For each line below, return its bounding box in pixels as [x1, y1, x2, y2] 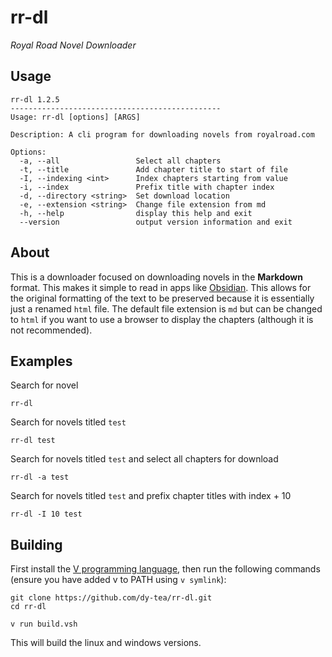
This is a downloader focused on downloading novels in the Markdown [10, 271, 303, 283]
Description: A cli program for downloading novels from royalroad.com [10, 129, 315, 140]
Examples [10, 352, 73, 370]
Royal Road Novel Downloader [10, 39, 137, 51]
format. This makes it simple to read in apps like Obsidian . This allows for [10, 281, 312, 293]
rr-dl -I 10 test [10, 509, 83, 520]
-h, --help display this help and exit [19, 208, 253, 218]
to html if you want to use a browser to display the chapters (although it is [10, 313, 314, 325]
